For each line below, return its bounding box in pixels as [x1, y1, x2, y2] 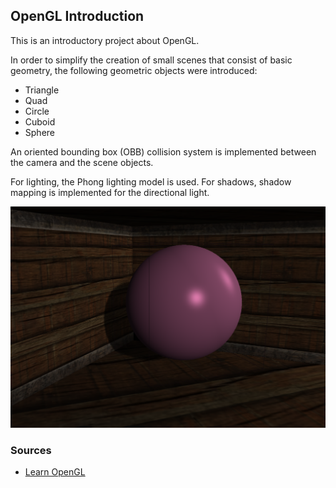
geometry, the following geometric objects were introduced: [10, 64, 258, 76]
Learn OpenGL [24, 465, 86, 478]
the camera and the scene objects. [10, 156, 154, 168]
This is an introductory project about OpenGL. [10, 34, 200, 46]
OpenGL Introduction [10, 8, 145, 25]
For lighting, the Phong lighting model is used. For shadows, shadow [10, 175, 292, 188]
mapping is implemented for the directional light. [10, 186, 210, 198]
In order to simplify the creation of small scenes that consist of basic [10, 54, 293, 66]
